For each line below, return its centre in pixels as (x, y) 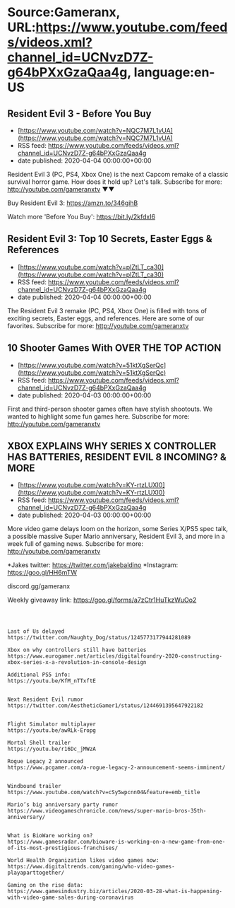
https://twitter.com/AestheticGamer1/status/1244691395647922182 (105, 706)
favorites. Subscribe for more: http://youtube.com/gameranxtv (98, 325)
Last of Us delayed (36, 631)
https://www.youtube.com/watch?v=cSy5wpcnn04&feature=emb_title (104, 793)
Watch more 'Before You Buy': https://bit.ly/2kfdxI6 (82, 217)
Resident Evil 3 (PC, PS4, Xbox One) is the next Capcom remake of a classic (118, 174)
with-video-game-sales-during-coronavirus (71, 898)
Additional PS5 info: (39, 675)
